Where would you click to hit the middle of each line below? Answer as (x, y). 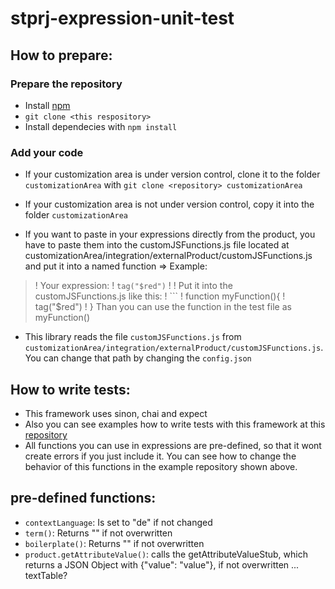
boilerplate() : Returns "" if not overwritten (114, 543)
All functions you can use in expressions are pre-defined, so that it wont (173, 445)
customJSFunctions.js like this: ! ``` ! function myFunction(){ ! (160, 296)
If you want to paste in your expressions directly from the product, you (170, 234)
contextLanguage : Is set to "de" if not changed (118, 522)
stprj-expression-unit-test (122, 18)
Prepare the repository (66, 84)
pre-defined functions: (83, 498)
